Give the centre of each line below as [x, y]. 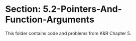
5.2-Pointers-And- [82, 9]
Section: [23, 9]
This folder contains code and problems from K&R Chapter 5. [68, 33]
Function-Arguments [50, 20]
